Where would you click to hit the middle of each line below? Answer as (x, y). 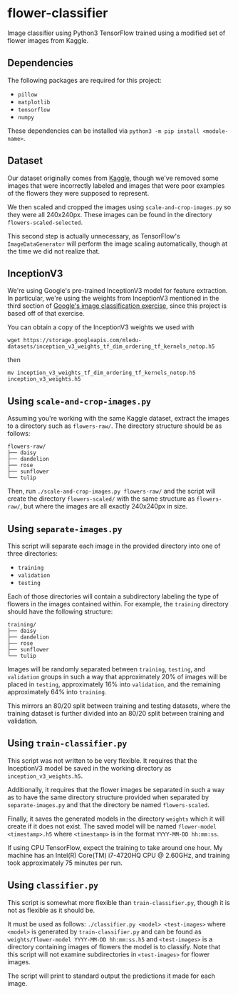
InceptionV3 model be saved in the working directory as (89, 768)
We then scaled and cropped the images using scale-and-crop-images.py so (119, 207)
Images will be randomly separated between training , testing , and (106, 669)
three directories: (33, 554)
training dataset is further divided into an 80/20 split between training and (116, 713)
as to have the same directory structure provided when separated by (108, 797)
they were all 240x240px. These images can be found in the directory (110, 214)
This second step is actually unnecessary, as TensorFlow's (94, 236)
